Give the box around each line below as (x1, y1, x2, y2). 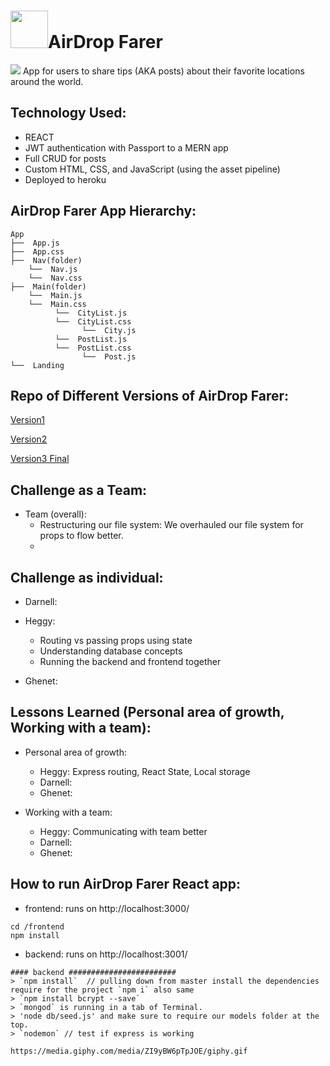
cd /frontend (10, 921, 65, 932)
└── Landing (10, 360, 65, 370)
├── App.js (10, 238, 60, 248)
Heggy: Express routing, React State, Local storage (39, 765, 251, 777)
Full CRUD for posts (24, 152, 107, 164)
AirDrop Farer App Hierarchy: (10, 203, 197, 220)
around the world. (10, 75, 84, 87)
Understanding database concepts (39, 645, 183, 657)
